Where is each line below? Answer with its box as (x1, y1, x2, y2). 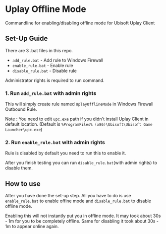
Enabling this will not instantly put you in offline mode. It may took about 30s (5, 213, 161, 219)
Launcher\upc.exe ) (5, 127, 43, 133)
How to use (5, 179, 41, 188)
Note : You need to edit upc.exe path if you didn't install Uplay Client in (5, 116, 149, 122)
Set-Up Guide (5, 34, 48, 43)
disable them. (5, 165, 33, 171)
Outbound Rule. (5, 106, 37, 112)
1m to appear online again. (5, 224, 59, 230)
